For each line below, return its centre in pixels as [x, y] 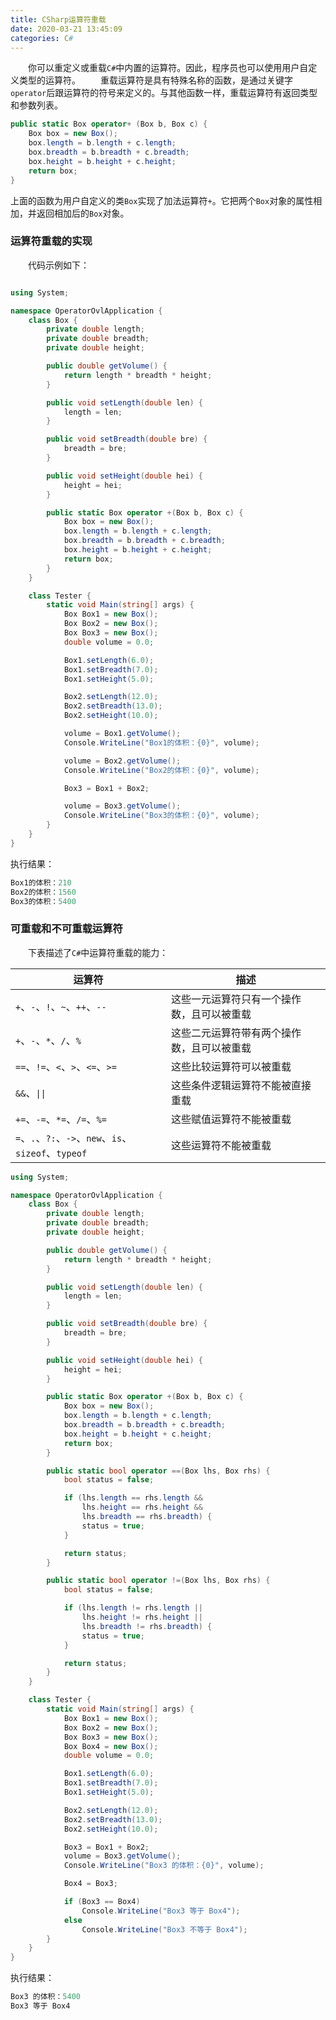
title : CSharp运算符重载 [58, 19]
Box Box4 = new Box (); [111, 1746]
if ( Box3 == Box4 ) [102, 1902]
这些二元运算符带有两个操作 [236, 1033]
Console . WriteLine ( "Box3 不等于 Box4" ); [164, 1929]
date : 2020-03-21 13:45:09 [66, 29]
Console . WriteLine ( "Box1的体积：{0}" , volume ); [161, 742]
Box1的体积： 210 [41, 882]
